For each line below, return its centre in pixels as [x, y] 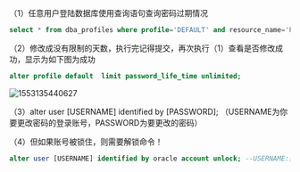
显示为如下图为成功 [60, 59]
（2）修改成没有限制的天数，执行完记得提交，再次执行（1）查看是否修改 [142, 48]
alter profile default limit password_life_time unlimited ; [125, 76]
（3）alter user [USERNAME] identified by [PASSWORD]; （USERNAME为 [145, 111]
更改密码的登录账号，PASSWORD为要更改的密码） [109, 122]
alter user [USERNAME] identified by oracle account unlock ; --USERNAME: [150, 159]
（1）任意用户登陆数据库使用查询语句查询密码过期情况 [108, 13]
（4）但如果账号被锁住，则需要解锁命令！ [86, 142]
